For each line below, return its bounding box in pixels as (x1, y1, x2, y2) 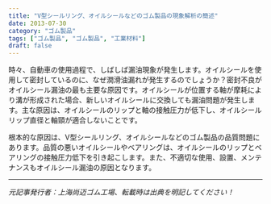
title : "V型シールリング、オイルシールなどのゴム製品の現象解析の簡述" (8, 11, 219, 20)
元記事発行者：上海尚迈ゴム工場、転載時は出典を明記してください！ (8, 187, 235, 198)
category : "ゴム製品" (8, 27, 77, 35)
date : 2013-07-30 (8, 19, 67, 27)
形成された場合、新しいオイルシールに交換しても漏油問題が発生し (29, 95, 248, 105)
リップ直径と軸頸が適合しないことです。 (8, 115, 143, 125)
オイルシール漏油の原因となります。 (35, 163, 156, 173)
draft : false (8, 42, 52, 50)
